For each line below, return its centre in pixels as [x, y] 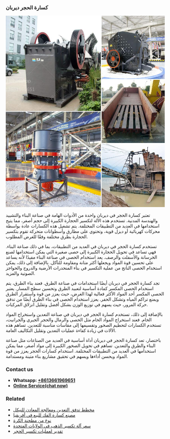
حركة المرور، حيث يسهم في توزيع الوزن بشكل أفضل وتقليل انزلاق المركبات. [77, 304]
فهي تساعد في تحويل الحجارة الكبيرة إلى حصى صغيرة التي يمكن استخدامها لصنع [81, 252]
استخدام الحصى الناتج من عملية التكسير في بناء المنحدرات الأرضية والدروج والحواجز [84, 268]
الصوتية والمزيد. [21, 273]
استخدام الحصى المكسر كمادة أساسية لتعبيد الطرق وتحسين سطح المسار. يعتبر [80, 288]
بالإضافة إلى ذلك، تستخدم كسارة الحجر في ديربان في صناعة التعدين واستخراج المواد [84, 314]
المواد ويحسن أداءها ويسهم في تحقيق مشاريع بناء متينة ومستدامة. [67, 356]
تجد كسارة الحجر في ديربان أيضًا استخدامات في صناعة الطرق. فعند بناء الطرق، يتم [83, 283]
